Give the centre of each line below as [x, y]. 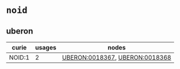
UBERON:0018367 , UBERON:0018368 [117, 57]
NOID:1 [19, 57]
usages [46, 47]
